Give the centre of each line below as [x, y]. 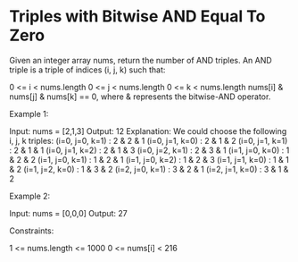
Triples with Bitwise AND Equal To [137, 17]
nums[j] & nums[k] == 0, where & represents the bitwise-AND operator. [140, 97]
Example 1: [29, 114]
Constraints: [32, 231]
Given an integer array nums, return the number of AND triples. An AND [141, 60]
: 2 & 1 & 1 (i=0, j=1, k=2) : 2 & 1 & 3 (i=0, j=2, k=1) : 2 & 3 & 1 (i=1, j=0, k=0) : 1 [149, 150]
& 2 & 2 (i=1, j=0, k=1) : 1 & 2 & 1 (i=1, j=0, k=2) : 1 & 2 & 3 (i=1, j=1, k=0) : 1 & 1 [149, 159]
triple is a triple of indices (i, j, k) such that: [87, 70]
